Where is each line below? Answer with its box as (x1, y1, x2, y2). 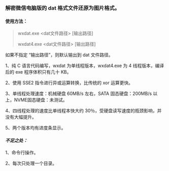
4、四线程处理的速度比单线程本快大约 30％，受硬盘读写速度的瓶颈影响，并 (5, 108, 162, 114)
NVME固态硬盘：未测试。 (14, 97, 67, 103)
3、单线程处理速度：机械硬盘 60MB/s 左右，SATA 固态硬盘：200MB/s (5, 90, 152, 97)
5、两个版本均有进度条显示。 (5, 125, 66, 131)
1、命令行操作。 (5, 150, 39, 156)
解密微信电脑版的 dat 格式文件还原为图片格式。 (5, 4, 120, 11)
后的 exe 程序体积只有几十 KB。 (5, 69, 72, 75)
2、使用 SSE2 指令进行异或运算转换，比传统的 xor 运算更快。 (5, 80, 133, 86)
